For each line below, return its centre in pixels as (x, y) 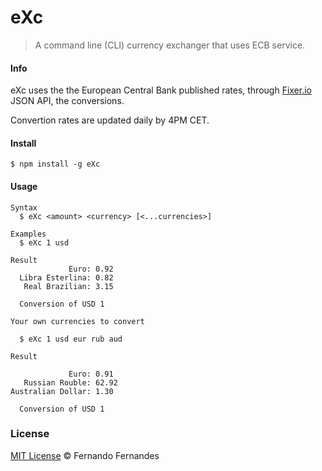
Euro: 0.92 (91, 269)
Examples (28, 234)
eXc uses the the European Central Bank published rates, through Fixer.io (161, 90)
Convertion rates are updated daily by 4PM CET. (110, 120)
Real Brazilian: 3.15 (68, 286)
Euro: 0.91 (91, 374)
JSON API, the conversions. (67, 101)
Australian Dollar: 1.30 (62, 391)
